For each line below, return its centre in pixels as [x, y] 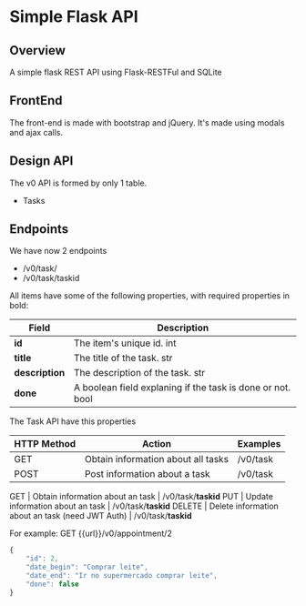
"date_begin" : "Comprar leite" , [87, 567]
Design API [41, 161]
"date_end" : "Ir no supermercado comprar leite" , [122, 576]
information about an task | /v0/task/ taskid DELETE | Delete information [144, 506]
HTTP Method [45, 444]
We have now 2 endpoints [58, 251]
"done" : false [52, 584]
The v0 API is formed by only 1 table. [78, 183]
